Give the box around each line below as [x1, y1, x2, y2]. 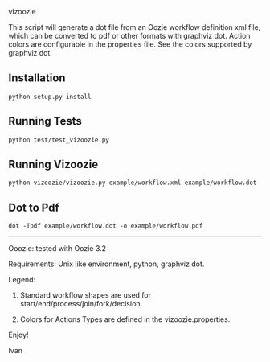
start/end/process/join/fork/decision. [19, 299, 143, 309]
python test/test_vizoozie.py [8, 136, 110, 144]
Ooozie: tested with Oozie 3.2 [8, 244, 107, 253]
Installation [8, 72, 66, 85]
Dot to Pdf [8, 200, 60, 214]
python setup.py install [8, 93, 92, 101]
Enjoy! [8, 330, 30, 340]
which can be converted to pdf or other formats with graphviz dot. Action [8, 31, 251, 40]
